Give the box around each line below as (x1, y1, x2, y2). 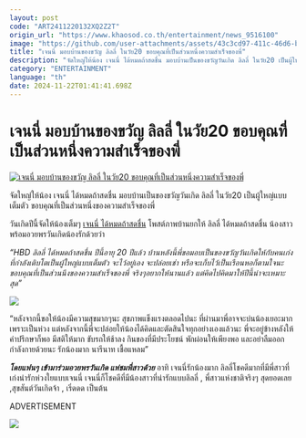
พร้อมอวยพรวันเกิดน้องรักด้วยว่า (9, 228, 106, 239)
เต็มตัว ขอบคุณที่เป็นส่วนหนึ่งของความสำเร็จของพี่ (9, 200, 156, 211)
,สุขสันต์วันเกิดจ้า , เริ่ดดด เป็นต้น (9, 382, 108, 393)
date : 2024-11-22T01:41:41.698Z (9, 81, 132, 90)
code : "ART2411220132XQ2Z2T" (9, 22, 120, 31)
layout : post (9, 13, 59, 23)
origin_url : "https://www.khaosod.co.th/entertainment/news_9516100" (9, 30, 280, 39)
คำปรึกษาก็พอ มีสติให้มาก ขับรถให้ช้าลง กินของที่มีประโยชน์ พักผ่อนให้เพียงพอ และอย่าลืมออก (9, 333, 285, 344)
